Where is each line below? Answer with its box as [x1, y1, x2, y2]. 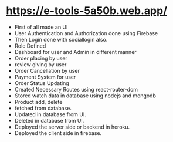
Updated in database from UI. [14, 110, 86, 118]
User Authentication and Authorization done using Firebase [14, 29, 158, 36]
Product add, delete [14, 98, 63, 105]
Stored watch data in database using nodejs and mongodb [14, 92, 157, 99]
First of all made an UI [14, 23, 68, 31]
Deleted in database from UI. [14, 117, 84, 124]
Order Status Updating [14, 79, 69, 86]
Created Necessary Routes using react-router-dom [14, 86, 138, 93]
